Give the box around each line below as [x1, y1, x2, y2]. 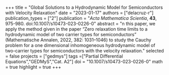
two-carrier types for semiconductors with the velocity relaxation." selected [5, 48, 164, 54]
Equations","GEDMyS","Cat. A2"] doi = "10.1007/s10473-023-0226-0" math [5, 59, 163, 64]
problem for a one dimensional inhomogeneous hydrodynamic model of [5, 42, 155, 48]
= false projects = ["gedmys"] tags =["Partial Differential [5, 53, 123, 59]
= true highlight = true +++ [5, 64, 62, 70]
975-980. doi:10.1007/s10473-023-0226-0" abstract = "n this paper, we [5, 20, 156, 27]
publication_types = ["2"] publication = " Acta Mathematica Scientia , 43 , [5, 15, 157, 21]
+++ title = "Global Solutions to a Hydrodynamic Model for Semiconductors [5, 5, 163, 10]
